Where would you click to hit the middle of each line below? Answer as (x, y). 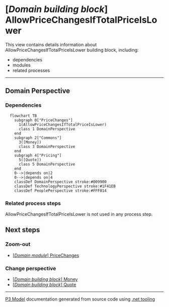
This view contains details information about (51, 44)
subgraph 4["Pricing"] (38, 155)
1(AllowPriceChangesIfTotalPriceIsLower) (63, 124)
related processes (31, 70)
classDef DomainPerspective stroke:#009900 (61, 182)
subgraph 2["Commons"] (38, 138)
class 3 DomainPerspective (47, 146)
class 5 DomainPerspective (47, 164)
